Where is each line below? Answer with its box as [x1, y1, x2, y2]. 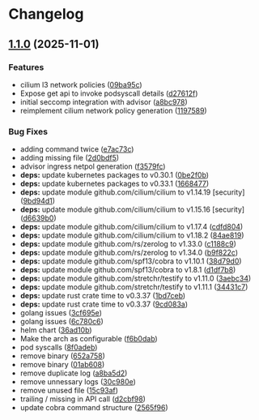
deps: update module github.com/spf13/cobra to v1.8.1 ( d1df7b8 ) [19, 265, 236, 275]
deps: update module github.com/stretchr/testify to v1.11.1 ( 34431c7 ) [19, 282, 248, 292]
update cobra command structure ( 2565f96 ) [19, 403, 168, 413]
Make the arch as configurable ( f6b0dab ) [19, 334, 158, 344]
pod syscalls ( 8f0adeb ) [19, 342, 98, 353]
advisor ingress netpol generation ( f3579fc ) [19, 161, 166, 171]
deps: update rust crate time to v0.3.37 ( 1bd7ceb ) [19, 291, 186, 301]
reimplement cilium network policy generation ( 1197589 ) [19, 105, 208, 115]
